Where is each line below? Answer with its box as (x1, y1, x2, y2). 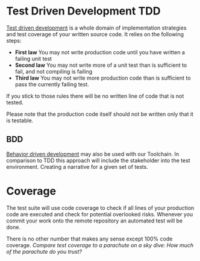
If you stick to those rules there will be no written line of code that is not (6, 92, 184, 99)
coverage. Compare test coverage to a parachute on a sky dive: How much (6, 241, 194, 248)
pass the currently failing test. (14, 80, 89, 88)
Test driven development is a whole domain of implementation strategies (6, 24, 187, 31)
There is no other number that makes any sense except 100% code (6, 235, 173, 242)
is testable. (6, 116, 34, 124)
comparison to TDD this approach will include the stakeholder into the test (6, 157, 191, 164)
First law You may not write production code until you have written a (14, 48, 185, 55)
